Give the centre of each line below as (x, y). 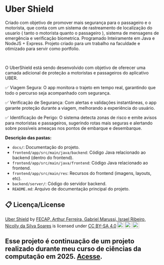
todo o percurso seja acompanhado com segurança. (58, 93)
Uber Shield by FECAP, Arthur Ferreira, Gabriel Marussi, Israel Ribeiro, (75, 219)
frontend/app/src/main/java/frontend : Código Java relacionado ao (80, 163)
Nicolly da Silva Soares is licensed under (46, 226)
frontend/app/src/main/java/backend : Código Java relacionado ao (79, 152)
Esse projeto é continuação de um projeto (70, 241)
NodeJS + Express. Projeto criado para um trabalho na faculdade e (73, 43)
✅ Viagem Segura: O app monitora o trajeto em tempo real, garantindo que (80, 87)
